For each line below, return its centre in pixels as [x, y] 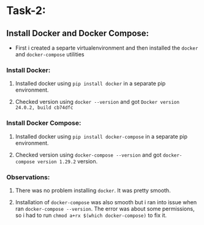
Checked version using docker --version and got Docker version [97, 102]
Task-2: [26, 11]
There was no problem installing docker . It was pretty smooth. [93, 190]
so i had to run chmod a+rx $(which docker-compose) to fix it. [91, 215]
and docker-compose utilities [50, 54]
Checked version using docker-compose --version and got [88, 155]
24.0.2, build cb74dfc [44, 108]
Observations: [28, 177]
